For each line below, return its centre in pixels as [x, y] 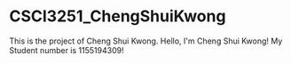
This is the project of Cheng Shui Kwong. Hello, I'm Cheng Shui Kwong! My [146, 41]
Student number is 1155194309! [67, 50]
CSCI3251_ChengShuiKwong [118, 16]
